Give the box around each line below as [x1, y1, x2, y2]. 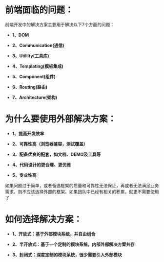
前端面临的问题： [5, 4, 74, 16]
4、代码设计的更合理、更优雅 [12, 162, 71, 167]
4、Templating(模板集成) [12, 63, 63, 69]
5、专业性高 [12, 172, 37, 178]
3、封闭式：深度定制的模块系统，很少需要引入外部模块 [12, 252, 122, 258]
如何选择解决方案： [5, 214, 82, 225]
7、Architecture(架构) [12, 94, 58, 100]
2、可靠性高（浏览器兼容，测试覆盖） [12, 141, 88, 147]
